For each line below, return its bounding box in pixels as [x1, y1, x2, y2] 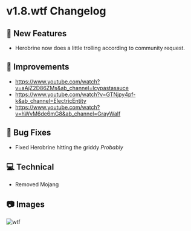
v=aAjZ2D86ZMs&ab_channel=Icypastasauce [15, 84, 129, 91]
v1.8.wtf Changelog [6, 4, 106, 18]
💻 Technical [6, 162, 54, 172]
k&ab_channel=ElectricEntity [15, 97, 86, 104]
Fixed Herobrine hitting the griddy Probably [15, 143, 124, 151]
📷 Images [6, 199, 45, 209]
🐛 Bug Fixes [6, 128, 51, 138]
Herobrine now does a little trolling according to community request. [15, 44, 186, 51]
